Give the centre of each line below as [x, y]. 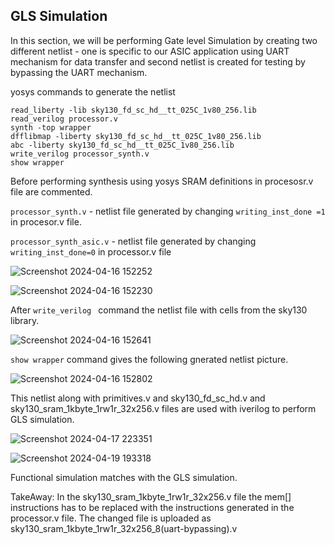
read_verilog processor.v [64, 119]
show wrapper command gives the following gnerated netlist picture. [149, 359]
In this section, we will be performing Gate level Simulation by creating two [164, 40]
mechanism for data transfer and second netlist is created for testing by [158, 61]
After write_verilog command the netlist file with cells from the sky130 [159, 310]
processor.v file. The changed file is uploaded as [111, 518]
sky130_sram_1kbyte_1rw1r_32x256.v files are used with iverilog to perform [163, 408]
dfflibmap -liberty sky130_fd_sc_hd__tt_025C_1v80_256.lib [136, 136]
